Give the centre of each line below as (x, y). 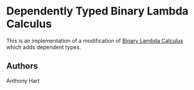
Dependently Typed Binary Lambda (97, 11)
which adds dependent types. (43, 47)
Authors (22, 66)
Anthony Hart (23, 80)
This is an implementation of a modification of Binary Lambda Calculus (95, 40)
